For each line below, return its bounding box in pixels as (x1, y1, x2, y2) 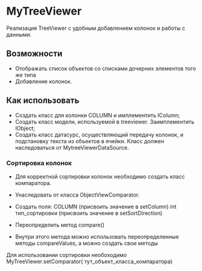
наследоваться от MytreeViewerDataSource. (15, 144, 129, 151)
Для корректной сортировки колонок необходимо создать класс (15, 172, 185, 180)
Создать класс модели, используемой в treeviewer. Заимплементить (15, 118, 195, 125)
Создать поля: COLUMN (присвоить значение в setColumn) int (15, 203, 177, 210)
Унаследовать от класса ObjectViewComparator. (15, 191, 140, 199)
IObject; (15, 124, 35, 132)
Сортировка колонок (6, 159, 72, 167)
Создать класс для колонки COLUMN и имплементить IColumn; (15, 111, 180, 119)
